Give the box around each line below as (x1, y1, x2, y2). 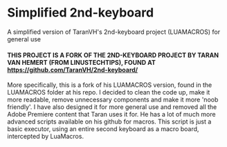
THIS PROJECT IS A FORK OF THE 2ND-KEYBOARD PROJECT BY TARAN (7, 50, 219, 59)
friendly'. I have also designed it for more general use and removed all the (7, 103, 217, 111)
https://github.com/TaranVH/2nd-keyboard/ (7, 66, 138, 74)
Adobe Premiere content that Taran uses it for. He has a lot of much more (7, 110, 216, 119)
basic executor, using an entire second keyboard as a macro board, (7, 125, 199, 133)
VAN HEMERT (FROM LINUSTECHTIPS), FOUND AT (7, 58, 156, 66)
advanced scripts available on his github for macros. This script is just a (7, 117, 212, 126)
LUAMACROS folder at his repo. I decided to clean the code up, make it (7, 88, 210, 97)
